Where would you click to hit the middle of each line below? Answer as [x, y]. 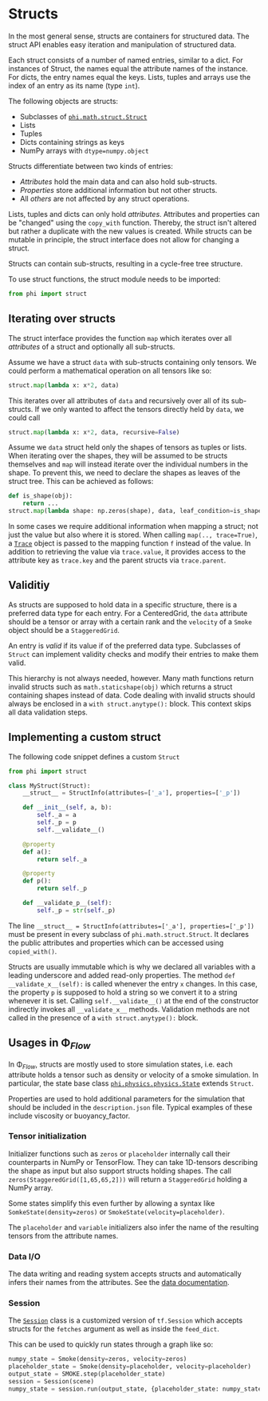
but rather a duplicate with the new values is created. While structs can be [130, 231]
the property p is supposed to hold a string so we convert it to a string [123, 992]
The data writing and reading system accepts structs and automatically [125, 1274]
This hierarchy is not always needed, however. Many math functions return [131, 678]
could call [24, 418]
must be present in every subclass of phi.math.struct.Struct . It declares [129, 934]
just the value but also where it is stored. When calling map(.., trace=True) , [133, 534]
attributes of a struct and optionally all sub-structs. [92, 346]
